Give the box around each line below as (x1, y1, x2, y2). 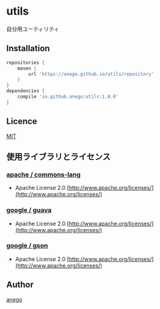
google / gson (6, 241, 48, 250)
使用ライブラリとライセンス (6, 151, 111, 162)
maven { (17, 65, 37, 71)
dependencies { (6, 88, 45, 94)
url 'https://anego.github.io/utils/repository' (28, 71, 155, 77)
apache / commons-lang (6, 170, 81, 178)
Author (6, 280, 34, 290)
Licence (6, 116, 38, 126)
